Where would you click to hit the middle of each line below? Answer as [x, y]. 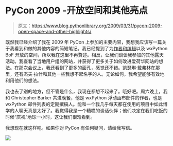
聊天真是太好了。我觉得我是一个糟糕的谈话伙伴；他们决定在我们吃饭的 [93, 110]
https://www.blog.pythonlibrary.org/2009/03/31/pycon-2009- [97, 26]
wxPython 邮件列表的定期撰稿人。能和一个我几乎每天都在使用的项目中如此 [84, 104]
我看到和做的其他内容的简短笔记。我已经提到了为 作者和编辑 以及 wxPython [89, 48]
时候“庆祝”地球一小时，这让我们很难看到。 [50, 117]
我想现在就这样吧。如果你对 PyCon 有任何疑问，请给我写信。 [70, 128]
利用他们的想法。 [23, 80]
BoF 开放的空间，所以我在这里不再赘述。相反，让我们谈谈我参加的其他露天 [84, 55]
